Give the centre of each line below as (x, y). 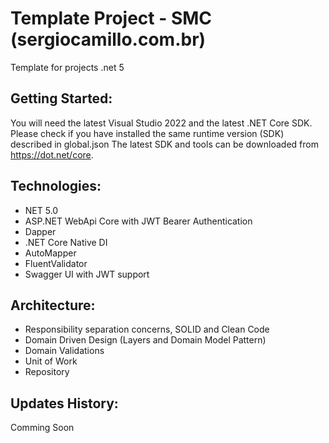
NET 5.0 (41, 210)
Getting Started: (61, 98)
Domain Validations (64, 351)
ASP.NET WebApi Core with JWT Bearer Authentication (138, 221)
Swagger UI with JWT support (87, 274)
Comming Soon (42, 428)
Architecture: (53, 305)
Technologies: (56, 186)
